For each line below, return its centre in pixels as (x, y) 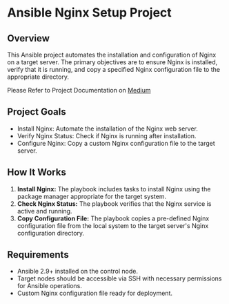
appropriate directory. (38, 77)
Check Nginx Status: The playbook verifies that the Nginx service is (114, 203)
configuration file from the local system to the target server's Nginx (113, 225)
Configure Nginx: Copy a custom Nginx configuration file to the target (116, 143)
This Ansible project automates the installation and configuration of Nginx (112, 55)
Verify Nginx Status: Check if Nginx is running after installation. (107, 135)
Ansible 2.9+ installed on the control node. (77, 272)
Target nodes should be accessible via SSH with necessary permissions (119, 278)
